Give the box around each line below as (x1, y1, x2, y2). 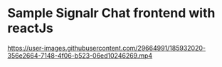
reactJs (7, 20, 53, 36)
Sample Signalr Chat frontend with (7, 5, 216, 21)
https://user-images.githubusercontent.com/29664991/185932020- (7, 43, 206, 52)
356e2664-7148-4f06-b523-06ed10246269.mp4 (7, 51, 153, 60)
